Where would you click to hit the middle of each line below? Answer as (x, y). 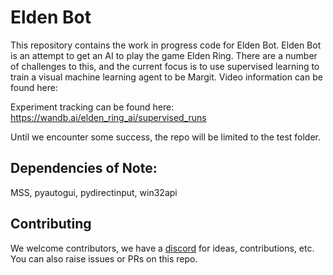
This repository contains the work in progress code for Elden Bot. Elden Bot (166, 45)
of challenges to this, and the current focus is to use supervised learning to (165, 66)
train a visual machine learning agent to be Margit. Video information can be (166, 77)
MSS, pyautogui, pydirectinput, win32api (94, 192)
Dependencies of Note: (84, 168)
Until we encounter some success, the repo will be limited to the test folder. (166, 137)
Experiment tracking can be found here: (92, 107)
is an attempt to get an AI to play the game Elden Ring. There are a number (164, 55)
